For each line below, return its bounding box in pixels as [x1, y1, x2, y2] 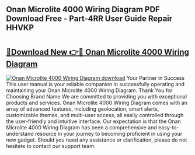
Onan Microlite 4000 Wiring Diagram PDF [6, 5, 161, 15]
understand [6, 131, 34, 137]
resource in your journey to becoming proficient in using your [34, 131, 183, 137]
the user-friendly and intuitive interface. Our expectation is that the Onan [6, 118, 181, 125]
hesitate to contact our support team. [6, 143, 96, 149]
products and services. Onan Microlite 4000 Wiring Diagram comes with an [6, 99, 188, 106]
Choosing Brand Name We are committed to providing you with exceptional [6, 93, 187, 100]
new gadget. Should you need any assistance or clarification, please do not [6, 136, 187, 143]
